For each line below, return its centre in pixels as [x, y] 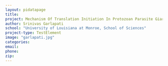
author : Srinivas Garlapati [34, 24]
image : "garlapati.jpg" [30, 38]
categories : [17, 42]
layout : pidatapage [25, 10]
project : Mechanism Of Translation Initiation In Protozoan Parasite [79, 19]
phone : [12, 51]
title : [12, 14]
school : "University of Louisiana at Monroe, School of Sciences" [76, 28]
